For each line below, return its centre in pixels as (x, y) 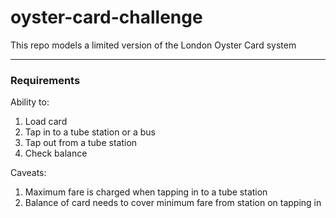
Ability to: (30, 102)
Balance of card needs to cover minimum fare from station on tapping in (173, 203)
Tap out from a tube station (81, 143)
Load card (46, 122)
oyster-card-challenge (106, 17)
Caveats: (28, 173)
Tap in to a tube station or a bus (90, 132)
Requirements (45, 80)
